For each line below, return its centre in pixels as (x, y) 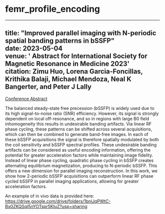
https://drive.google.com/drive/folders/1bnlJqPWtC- (58, 201)
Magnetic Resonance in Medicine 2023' (67, 64)
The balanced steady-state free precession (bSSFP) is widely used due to (80, 108)
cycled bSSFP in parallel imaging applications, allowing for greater (72, 181)
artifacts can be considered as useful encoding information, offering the (78, 150)
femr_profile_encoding (53, 9)
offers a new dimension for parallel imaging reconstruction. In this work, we (82, 171)
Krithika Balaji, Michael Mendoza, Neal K (68, 79)
